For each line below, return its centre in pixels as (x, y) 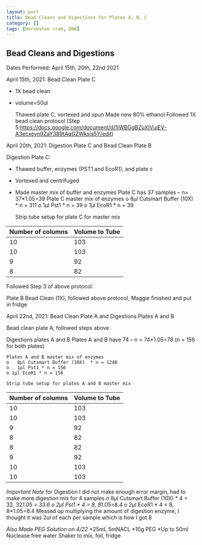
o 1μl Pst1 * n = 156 (36, 368)
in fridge (17, 305)
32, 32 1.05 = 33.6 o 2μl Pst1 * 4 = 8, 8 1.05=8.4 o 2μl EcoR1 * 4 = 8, (90, 505)
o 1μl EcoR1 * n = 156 (35, 373)
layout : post (23, 12)
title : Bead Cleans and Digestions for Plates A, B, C (77, 18)
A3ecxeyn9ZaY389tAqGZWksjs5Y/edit (63, 134)
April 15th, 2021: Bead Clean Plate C (51, 80)
